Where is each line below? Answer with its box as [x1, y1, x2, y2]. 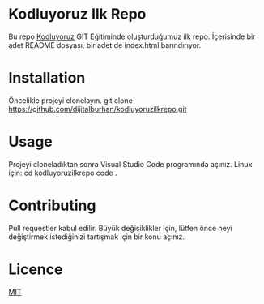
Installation [8, 69, 86, 88]
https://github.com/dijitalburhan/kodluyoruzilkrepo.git [8, 104, 187, 113]
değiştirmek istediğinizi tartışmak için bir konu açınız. [8, 232, 185, 242]
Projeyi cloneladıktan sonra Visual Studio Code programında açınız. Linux [8, 159, 253, 169]
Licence [8, 260, 63, 278]
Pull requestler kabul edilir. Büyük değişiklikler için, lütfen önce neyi [8, 223, 232, 233]
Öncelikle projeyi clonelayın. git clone [8, 95, 134, 105]
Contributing [8, 196, 96, 215]
